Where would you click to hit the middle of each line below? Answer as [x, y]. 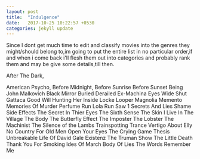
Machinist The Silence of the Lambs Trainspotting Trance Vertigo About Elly [99, 125]
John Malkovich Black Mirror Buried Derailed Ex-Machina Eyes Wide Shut [96, 93]
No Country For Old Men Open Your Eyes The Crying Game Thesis [88, 132]
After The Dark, [25, 76]
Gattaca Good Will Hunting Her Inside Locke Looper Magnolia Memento [94, 100]
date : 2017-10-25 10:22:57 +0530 [50, 23]
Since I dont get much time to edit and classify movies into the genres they [98, 45]
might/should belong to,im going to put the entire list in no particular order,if [99, 52]
